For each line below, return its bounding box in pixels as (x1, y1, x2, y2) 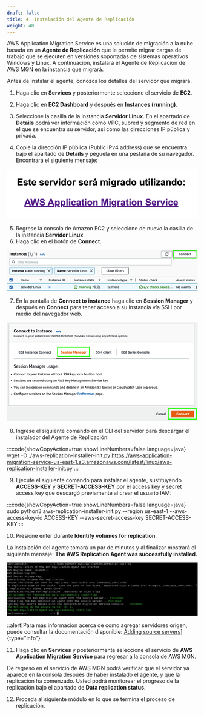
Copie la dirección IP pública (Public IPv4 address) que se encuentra (15, 144, 188, 151)
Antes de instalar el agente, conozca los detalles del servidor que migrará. (7, 78, 192, 85)
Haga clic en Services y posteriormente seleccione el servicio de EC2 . (15, 89, 192, 96)
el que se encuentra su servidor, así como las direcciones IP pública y (15, 126, 190, 133)
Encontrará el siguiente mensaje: (15, 156, 97, 164)
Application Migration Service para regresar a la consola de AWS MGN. (15, 653, 197, 660)
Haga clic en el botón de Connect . (15, 237, 102, 245)
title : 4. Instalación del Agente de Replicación (7, 16, 135, 22)
